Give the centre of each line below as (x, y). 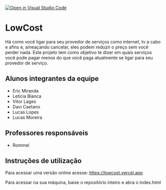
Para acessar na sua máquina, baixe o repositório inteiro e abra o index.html (83, 182)
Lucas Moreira (27, 117)
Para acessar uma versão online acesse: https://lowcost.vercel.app (74, 173)
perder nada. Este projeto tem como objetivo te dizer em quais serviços (79, 52)
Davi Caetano (26, 106)
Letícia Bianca (27, 96)
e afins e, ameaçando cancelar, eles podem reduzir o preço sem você (77, 47)
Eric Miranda (25, 90)
